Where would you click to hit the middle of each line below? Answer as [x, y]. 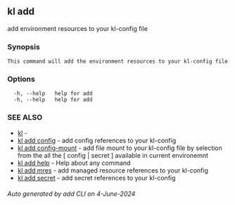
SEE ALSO [25, 118]
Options [21, 79]
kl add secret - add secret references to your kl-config [96, 178]
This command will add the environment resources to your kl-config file [118, 62]
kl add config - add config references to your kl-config [97, 140]
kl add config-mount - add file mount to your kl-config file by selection [120, 148]
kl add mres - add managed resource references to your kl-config [113, 170]
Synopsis [24, 46]
